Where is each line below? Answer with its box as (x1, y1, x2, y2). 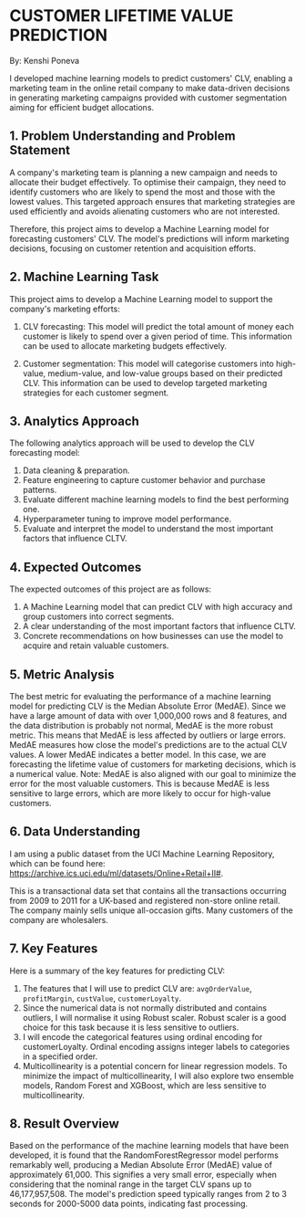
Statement (9, 142, 71, 158)
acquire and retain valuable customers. (22, 640, 169, 651)
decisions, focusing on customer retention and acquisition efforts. (9, 243, 257, 254)
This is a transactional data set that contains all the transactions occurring (9, 885, 287, 896)
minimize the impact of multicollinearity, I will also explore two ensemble (22, 1070, 294, 1081)
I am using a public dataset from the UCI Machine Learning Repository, (9, 848, 275, 859)
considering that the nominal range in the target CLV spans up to (9, 1179, 252, 1190)
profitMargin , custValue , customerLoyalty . (22, 992, 182, 1003)
